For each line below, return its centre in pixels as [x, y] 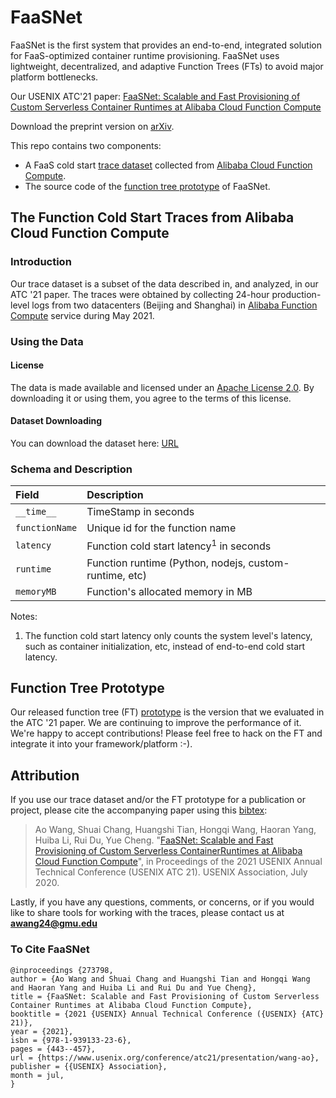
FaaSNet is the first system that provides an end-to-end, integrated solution [166, 45]
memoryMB [36, 591]
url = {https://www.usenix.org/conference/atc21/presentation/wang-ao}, [165, 1057]
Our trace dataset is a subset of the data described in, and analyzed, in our [164, 283]
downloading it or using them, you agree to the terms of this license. [151, 398]
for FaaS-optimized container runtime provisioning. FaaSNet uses [145, 55]
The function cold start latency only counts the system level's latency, [168, 635]
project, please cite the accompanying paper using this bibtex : [139, 810]
